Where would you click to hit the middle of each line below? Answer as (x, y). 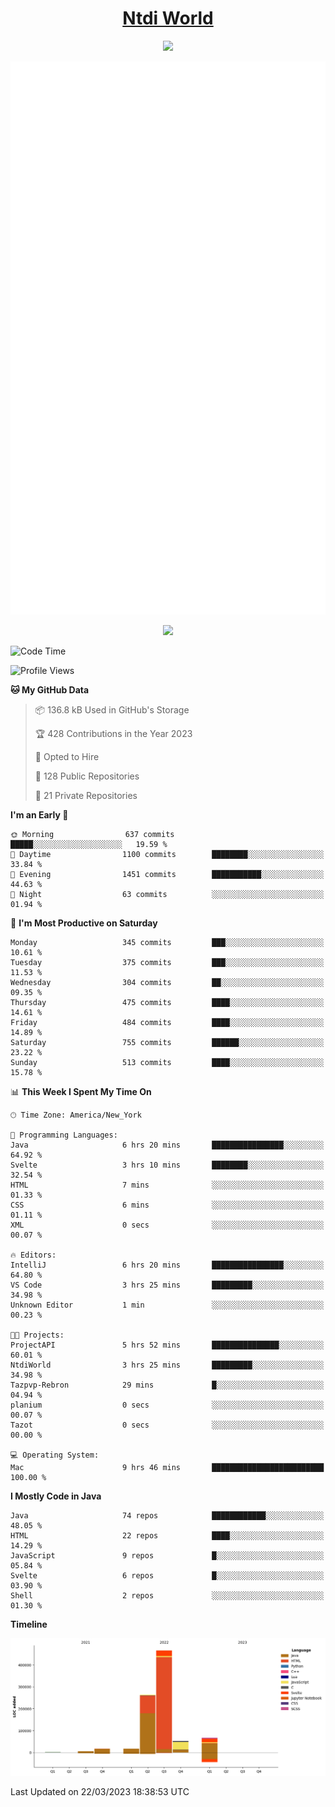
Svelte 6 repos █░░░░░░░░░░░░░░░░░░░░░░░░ (167, 1576)
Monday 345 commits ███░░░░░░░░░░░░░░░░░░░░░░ (167, 943)
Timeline (29, 1624)
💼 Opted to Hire (67, 757)
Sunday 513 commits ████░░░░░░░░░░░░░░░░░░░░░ (167, 1063)
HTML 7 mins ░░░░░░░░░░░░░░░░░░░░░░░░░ (167, 1185)
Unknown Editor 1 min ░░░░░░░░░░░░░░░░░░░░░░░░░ (167, 1305)
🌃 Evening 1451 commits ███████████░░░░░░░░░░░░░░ (167, 875)
